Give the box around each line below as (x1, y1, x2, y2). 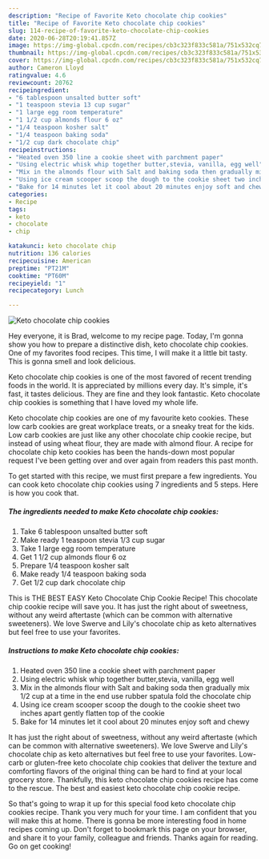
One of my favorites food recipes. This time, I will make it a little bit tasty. (8, 348, 248, 358)
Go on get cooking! (8, 841, 72, 851)
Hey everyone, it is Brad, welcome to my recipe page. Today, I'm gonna (8, 331, 244, 341)
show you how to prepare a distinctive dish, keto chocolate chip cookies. (8, 339, 248, 349)
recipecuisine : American (8, 257, 91, 265)
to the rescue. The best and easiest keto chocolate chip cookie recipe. (8, 784, 241, 793)
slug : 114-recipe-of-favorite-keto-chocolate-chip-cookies (8, 26, 210, 34)
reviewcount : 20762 (8, 78, 74, 86)
